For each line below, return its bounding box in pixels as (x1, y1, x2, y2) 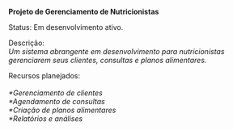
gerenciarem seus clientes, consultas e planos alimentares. (8, 56, 207, 65)
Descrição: (8, 38, 44, 48)
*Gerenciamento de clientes (8, 88, 103, 98)
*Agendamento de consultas (8, 97, 105, 106)
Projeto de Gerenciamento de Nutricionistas (8, 7, 159, 16)
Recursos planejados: (8, 71, 81, 80)
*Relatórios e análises (8, 114, 83, 124)
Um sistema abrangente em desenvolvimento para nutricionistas (8, 47, 225, 56)
